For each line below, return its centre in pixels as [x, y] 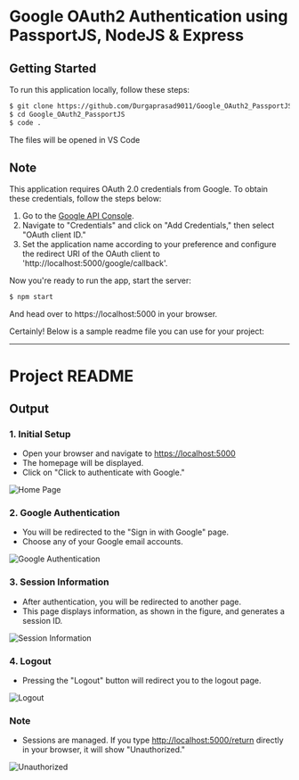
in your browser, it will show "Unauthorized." [103, 750]
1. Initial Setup [40, 434]
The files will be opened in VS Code [75, 139]
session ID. [42, 620]
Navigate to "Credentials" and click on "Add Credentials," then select [148, 226]
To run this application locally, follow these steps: [99, 90]
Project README [72, 376]
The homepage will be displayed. [83, 463]
